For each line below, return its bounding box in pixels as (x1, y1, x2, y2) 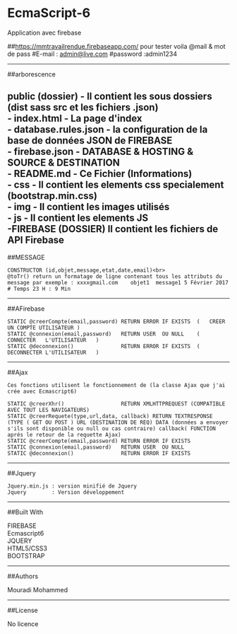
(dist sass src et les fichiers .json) (7, 101, 159, 114)
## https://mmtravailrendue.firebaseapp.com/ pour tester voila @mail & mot (7, 42, 226, 50)
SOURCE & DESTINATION (7, 157, 120, 169)
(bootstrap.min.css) (7, 190, 97, 202)
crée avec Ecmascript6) (7, 388, 78, 395)
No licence (7, 619, 39, 628)
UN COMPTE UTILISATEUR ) (7, 324, 80, 331)
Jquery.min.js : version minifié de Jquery (7, 483, 138, 490)
